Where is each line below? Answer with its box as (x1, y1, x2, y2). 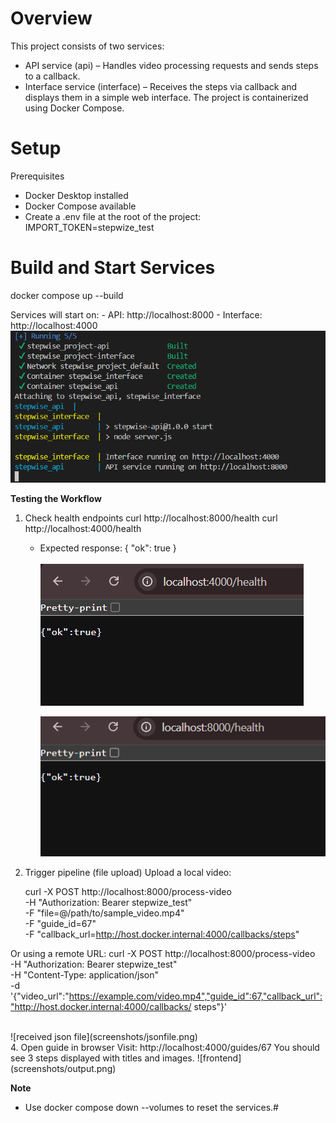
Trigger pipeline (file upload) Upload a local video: (24, 867, 232, 879)
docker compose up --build (10, 289, 124, 301)
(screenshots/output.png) (10, 1063, 117, 1075)
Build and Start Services (10, 257, 216, 279)
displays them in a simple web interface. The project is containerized (24, 91, 309, 103)
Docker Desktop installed (24, 189, 129, 201)
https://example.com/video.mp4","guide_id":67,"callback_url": (68, 990, 323, 1002)
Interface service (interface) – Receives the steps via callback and (24, 80, 298, 92)
